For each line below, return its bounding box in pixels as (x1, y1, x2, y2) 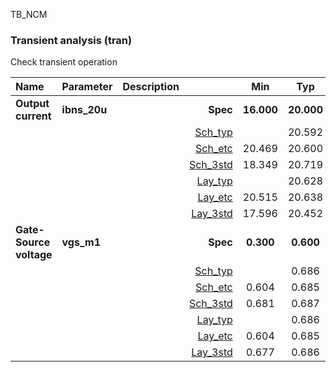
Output (15, 97, 50, 111)
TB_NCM (10, 9, 48, 20)
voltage (15, 248, 53, 262)
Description (122, 80, 180, 94)
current (15, 109, 52, 123)
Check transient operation (10, 56, 118, 68)
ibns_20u (61, 103, 108, 117)
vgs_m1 (61, 235, 102, 249)
